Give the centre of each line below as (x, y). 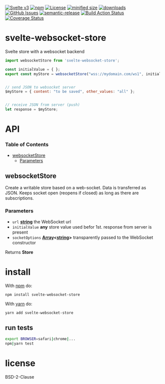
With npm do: (19, 286)
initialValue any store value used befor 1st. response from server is (82, 227)
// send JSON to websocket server (41, 87)
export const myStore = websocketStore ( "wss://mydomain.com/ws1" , (74, 74)
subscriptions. (20, 198)
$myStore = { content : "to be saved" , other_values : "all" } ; (70, 92)
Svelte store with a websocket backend (45, 51)
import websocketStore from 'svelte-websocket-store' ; (62, 60)
